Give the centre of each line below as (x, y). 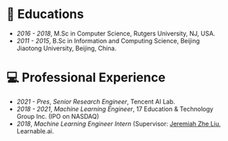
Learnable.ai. (35, 131)
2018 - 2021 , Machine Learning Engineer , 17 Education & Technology (115, 109)
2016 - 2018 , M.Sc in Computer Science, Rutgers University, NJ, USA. (116, 33)
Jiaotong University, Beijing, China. (67, 48)
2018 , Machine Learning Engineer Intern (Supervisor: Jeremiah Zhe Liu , (119, 124)
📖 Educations (45, 14)
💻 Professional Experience (86, 77)
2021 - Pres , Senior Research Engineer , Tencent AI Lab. (96, 101)
